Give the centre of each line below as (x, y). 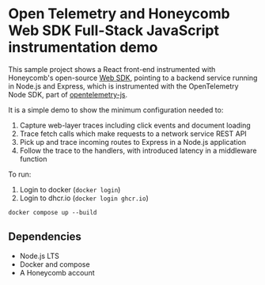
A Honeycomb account (57, 272)
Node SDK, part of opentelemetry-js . (68, 94)
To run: (20, 174)
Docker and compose (55, 264)
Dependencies (45, 237)
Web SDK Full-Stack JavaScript (114, 30)
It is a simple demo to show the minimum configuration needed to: (116, 110)
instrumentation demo (83, 47)
